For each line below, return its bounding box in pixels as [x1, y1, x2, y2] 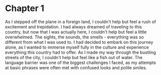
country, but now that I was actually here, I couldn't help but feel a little [5, 29, 147, 35]
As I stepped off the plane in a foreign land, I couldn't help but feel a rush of [5, 19, 156, 25]
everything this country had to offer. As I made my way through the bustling [5, 49, 156, 55]
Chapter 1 [5, 3, 45, 14]
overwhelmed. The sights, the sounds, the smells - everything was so [5, 34, 144, 40]
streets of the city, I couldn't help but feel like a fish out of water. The [5, 54, 143, 60]
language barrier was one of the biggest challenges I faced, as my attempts [5, 60, 156, 65]
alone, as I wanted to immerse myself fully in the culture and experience [5, 44, 149, 50]
